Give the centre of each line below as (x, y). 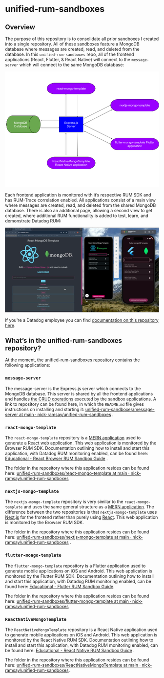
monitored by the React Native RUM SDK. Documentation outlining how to (79, 640)
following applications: (28, 365)
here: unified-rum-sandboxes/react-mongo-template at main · (67, 473)
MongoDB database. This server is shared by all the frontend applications (79, 394)
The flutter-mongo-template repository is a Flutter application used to (75, 566)
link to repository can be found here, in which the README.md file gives (74, 404)
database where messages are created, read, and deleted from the (72, 49)
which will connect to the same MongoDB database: (72, 65)
